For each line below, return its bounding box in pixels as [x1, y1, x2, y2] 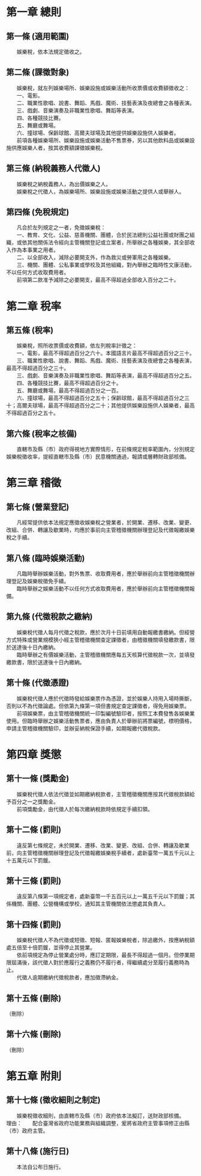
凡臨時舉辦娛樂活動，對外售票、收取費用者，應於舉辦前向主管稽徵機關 [16, 570, 190, 577]
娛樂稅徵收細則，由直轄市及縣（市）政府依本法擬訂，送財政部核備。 [16, 1112, 184, 1119]
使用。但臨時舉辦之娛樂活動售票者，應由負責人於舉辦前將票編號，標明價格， [6, 717, 195, 724]
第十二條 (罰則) [6, 825, 62, 835]
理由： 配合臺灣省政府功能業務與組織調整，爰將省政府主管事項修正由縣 [6, 1119, 190, 1126]
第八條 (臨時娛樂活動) [6, 553, 85, 563]
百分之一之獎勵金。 [11, 798, 59, 805]
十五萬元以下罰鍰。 [6, 857, 54, 864]
